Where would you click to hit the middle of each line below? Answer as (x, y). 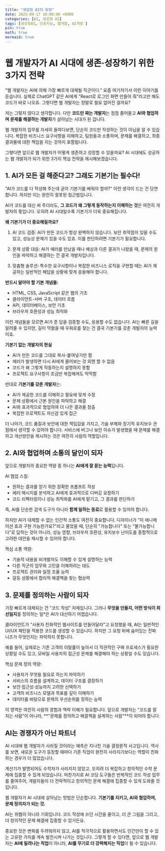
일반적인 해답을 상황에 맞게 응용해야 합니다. (67, 271)
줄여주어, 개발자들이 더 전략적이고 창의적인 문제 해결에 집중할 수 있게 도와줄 (82, 781)
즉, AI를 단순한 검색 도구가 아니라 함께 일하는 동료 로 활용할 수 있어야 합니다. (77, 509)
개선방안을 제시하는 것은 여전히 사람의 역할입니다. (62, 436)
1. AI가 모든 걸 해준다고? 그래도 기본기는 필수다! (73, 176)
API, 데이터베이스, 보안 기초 (39, 305)
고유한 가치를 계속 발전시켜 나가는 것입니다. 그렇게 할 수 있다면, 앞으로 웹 (80, 837)
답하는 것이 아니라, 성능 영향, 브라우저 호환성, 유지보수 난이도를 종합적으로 (87, 532)
